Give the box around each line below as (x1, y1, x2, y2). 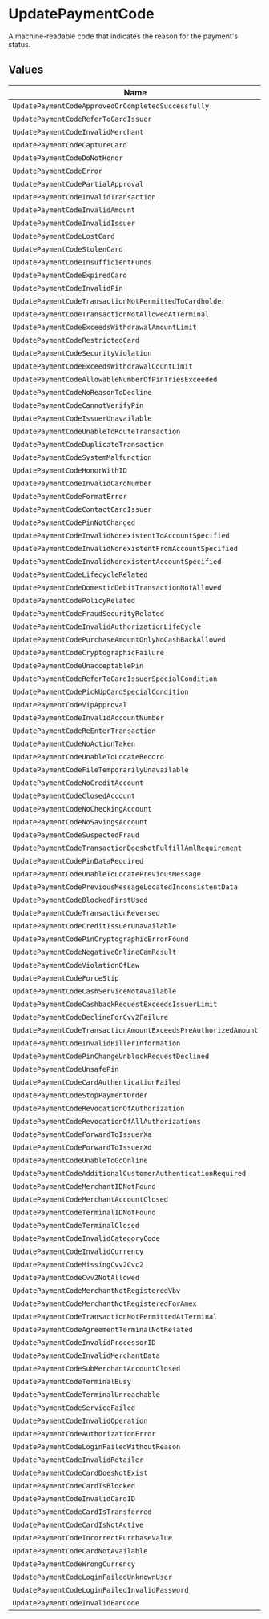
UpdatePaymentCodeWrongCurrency (12, 1559, 136, 1569)
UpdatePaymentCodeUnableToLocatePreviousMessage (12, 869, 202, 878)
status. (8, 39, 31, 49)
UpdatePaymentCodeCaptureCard (12, 140, 128, 149)
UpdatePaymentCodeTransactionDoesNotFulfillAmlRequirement (12, 843, 243, 852)
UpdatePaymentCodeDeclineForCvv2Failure (12, 1013, 168, 1021)
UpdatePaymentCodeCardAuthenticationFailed (12, 1077, 181, 1086)
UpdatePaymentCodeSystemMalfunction (12, 453, 152, 461)
